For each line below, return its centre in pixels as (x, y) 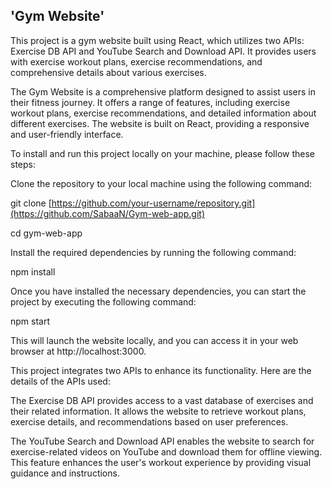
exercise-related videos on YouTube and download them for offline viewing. (166, 451)
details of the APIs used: (60, 381)
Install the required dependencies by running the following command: (153, 252)
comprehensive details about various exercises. (108, 72)
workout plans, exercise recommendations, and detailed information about (163, 113)
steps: (23, 164)
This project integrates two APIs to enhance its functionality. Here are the (161, 370)
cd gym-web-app (46, 233)
